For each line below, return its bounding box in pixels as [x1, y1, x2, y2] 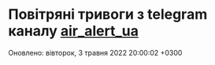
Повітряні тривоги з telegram [8, 5, 208, 23]
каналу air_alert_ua [8, 22, 139, 40]
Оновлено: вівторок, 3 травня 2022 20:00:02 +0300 [8, 48, 183, 57]
